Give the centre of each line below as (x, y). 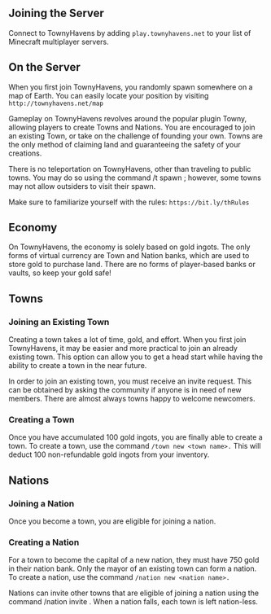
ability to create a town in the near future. (78, 366)
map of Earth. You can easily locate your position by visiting (109, 95)
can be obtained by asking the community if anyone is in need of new (125, 390)
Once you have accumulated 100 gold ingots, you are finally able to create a (135, 437)
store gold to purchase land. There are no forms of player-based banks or (132, 265)
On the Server (44, 67)
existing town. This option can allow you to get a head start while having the (135, 357)
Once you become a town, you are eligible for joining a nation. (112, 521)
